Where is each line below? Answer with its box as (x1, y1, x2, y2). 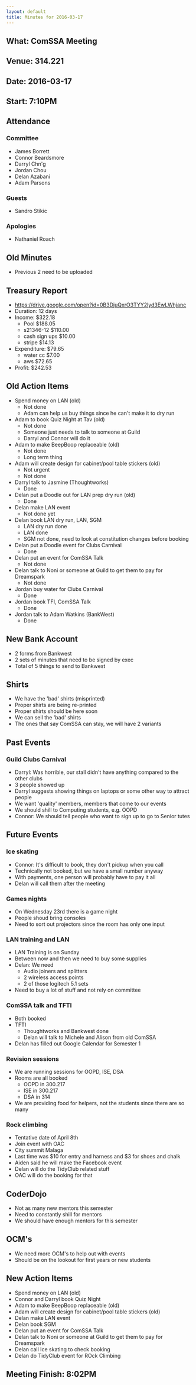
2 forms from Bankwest (14, 650, 72, 657)
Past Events (6, 737, 51, 747)
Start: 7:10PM (6, 96, 57, 106)
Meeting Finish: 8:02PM (6, 1369, 97, 1379)
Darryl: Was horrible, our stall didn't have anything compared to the (14, 769, 179, 776)
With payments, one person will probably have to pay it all (14, 873, 156, 880)
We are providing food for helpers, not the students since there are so (14, 1099, 185, 1106)
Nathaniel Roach (14, 235, 55, 243)
